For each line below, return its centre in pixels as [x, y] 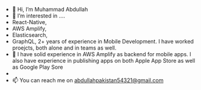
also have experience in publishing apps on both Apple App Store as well [104, 61]
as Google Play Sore [37, 67]
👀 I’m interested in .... [38, 16]
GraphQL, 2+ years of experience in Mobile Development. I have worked [103, 41]
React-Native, [29, 22]
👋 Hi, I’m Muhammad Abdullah [50, 9]
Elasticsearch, [30, 35]
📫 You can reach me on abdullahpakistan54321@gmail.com [88, 80]
